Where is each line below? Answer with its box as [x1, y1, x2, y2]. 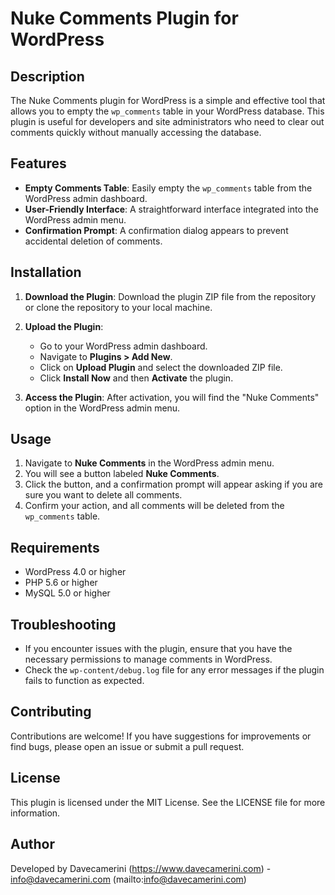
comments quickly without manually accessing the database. [10, 127, 262, 138]
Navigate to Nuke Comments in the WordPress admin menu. [24, 457, 275, 469]
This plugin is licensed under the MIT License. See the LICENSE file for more [10, 796, 326, 808]
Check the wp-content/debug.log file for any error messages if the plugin [24, 664, 325, 676]
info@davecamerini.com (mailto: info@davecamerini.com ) [10, 873, 247, 885]
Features [10, 155, 67, 172]
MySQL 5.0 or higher [24, 587, 111, 599]
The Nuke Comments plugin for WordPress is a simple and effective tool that [10, 95, 326, 106]
